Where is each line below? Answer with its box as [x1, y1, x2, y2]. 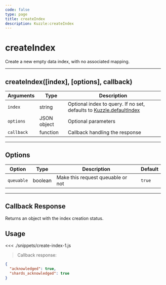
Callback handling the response [68, 129, 142, 136]
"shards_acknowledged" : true [9, 271, 70, 276]
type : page [5, 12, 28, 17]
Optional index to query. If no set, [68, 101, 145, 107]
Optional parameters [68, 118, 116, 124]
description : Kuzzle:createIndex [5, 21, 74, 26]
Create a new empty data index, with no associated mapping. [5, 59, 130, 65]
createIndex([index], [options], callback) [5, 78, 132, 86]
